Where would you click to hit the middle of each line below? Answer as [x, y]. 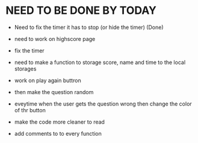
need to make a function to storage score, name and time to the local [100, 62]
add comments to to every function [58, 133]
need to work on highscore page [55, 39]
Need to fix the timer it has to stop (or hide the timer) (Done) [89, 27]
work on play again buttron [48, 80]
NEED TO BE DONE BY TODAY [81, 11]
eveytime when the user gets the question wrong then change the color [103, 104]
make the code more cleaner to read [59, 122]
